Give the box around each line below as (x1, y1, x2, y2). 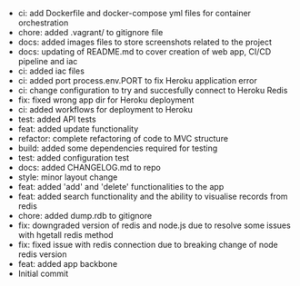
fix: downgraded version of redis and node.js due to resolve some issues (17, 220, 291, 231)
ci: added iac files (17, 65, 85, 76)
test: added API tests (17, 113, 97, 124)
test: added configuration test (17, 153, 130, 163)
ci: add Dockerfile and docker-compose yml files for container (17, 8, 252, 18)
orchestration (17, 17, 69, 28)
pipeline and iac (17, 56, 78, 66)
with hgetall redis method (17, 230, 114, 240)
